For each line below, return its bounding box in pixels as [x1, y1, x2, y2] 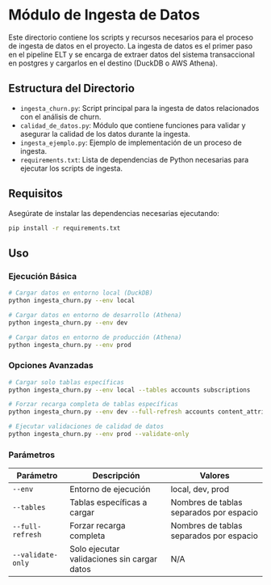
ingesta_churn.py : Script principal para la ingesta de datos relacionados [19, 103, 260, 112]
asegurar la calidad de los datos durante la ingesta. [19, 129, 191, 138]
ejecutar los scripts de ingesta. [19, 163, 123, 173]
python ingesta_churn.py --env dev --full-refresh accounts [8, 408, 215, 416]
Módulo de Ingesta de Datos [8, 6, 200, 24]
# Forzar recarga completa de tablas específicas [8, 401, 179, 409]
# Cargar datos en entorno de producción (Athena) [8, 333, 182, 341]
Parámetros [8, 449, 55, 460]
